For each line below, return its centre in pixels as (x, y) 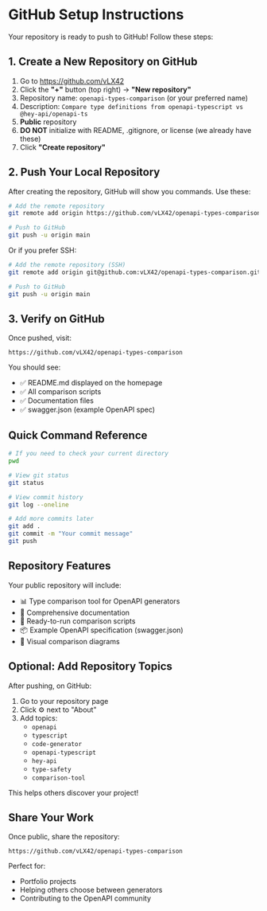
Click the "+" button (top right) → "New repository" (105, 89)
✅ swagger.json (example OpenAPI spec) (87, 410)
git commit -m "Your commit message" (71, 534)
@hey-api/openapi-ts (54, 114)
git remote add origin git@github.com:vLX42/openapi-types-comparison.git (135, 272)
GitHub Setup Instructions (96, 15)
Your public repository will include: (65, 585)
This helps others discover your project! (74, 792)
